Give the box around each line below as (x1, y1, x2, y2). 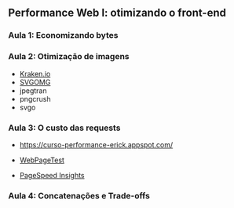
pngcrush (19, 94, 51, 103)
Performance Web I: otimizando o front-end (8, 6, 226, 20)
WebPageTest (19, 155, 65, 165)
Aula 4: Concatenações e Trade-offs (8, 190, 151, 201)
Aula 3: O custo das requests (8, 122, 121, 133)
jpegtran (19, 86, 47, 95)
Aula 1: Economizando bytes (8, 30, 119, 41)
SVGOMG (19, 77, 51, 87)
